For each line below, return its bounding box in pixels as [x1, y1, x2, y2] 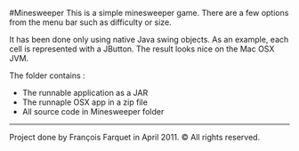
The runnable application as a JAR [21, 88, 149, 98]
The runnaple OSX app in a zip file [21, 97, 149, 107]
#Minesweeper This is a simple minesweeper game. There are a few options [9, 8, 289, 18]
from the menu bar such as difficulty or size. [9, 17, 172, 28]
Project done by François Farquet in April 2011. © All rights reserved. [9, 132, 261, 142]
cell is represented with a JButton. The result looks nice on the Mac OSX [9, 44, 275, 54]
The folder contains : [9, 70, 86, 81]
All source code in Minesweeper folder [21, 107, 165, 116]
